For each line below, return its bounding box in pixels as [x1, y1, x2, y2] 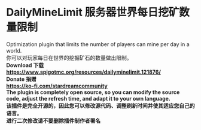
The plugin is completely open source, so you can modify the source [6, 88, 180, 96]
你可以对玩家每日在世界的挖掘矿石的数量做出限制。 [6, 54, 132, 61]
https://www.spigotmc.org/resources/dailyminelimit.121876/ [6, 68, 162, 75]
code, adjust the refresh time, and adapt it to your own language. [6, 95, 170, 102]
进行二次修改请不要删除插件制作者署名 [6, 117, 100, 124]
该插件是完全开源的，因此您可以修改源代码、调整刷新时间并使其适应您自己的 [6, 102, 195, 109]
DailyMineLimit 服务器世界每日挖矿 [6, 5, 179, 19]
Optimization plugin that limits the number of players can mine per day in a [6, 40, 190, 48]
